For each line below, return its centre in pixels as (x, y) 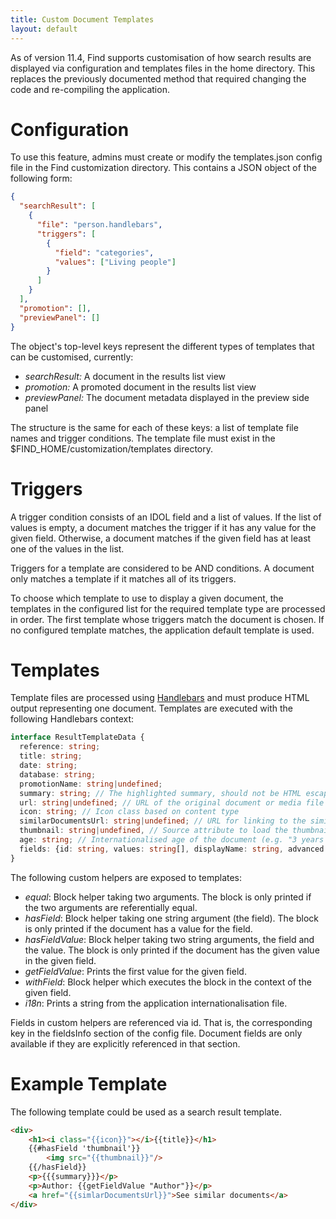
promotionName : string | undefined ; (91, 784)
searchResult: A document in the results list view (125, 376)
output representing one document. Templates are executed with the (151, 708)
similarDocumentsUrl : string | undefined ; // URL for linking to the (163, 821)
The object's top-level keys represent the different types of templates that (162, 346)
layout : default (44, 29)
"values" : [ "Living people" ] (115, 262)
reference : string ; (60, 747)
